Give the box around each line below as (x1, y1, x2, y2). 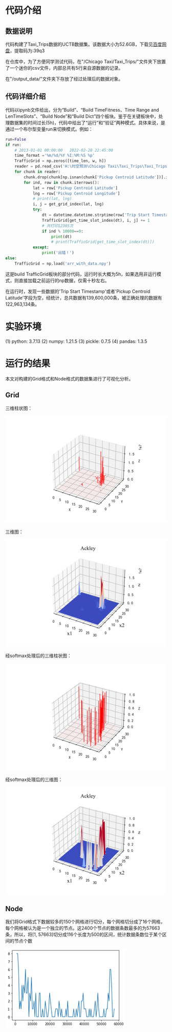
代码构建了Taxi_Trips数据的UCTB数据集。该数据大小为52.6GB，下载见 (5, 41, 154, 47)
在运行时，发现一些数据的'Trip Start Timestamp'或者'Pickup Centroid (5, 288, 150, 294)
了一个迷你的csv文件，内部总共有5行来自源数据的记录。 (5, 65, 123, 71)
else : (5, 256, 17, 261)
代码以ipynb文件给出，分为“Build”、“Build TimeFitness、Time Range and (5, 107, 159, 113)
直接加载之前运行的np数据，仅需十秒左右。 (18, 277, 110, 283)
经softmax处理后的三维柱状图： (5, 652, 72, 659)
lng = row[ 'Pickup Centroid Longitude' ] (32, 191, 120, 196)
